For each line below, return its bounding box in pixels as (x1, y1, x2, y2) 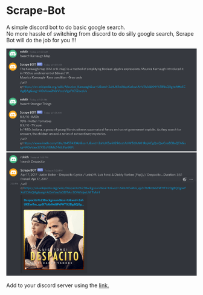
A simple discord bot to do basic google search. (6, 24, 126, 31)
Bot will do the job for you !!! (6, 36, 77, 44)
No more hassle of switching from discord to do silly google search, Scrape (6, 30, 195, 37)
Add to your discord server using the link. (6, 282, 109, 289)
